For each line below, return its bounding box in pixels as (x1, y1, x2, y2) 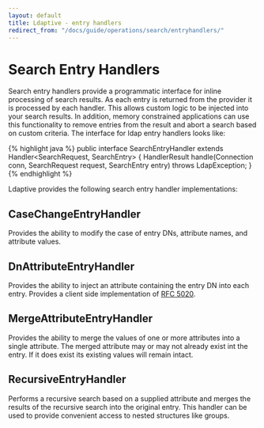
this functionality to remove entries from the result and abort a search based (8, 120, 257, 130)
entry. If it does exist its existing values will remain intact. (8, 350, 194, 359)
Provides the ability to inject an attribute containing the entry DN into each (8, 280, 250, 290)
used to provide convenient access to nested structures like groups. (8, 411, 230, 420)
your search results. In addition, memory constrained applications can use (8, 112, 250, 121)
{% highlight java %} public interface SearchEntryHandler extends (8, 144, 224, 153)
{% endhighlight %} (8, 169, 73, 179)
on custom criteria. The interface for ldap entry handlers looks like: (8, 128, 226, 138)
